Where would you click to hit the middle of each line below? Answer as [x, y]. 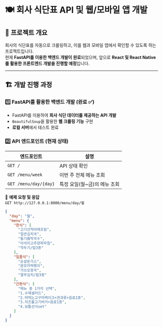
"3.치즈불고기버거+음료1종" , [42, 302]
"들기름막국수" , [31, 239]
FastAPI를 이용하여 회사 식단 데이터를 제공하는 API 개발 [64, 115]
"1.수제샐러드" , [32, 293]
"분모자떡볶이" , [31, 266]
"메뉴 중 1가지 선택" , [37, 289]
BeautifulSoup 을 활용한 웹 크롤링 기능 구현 [52, 121]
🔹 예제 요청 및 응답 [22, 197]
